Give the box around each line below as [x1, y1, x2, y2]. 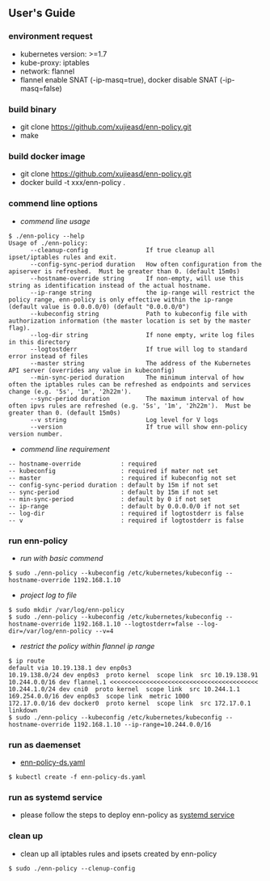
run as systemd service [8, 792, 103, 803]
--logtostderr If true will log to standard [29, 345, 248, 353]
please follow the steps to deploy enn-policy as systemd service [19, 810, 235, 820]
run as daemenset [8, 739, 81, 750]
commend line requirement [19, 444, 111, 453]
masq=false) [19, 83, 62, 93]
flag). [8, 323, 31, 332]
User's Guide [8, 6, 76, 20]
